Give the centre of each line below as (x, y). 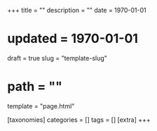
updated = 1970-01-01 (73, 39)
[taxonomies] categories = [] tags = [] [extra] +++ (79, 120)
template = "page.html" (41, 106)
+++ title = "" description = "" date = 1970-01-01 (77, 10)
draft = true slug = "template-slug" (57, 58)
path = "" (35, 87)
